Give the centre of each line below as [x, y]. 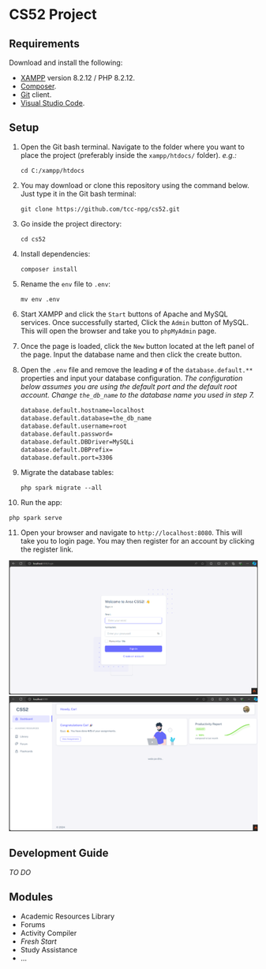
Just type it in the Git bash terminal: [78, 193]
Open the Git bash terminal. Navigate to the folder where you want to [133, 147]
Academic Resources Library [67, 916]
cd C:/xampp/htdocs [52, 170]
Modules [31, 897]
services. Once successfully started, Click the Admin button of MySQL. [135, 322]
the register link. [47, 549]
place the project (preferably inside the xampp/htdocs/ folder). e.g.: [128, 155]
